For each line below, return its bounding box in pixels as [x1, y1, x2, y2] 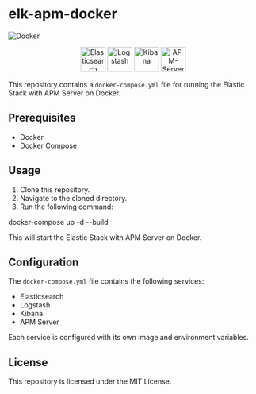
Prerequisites [8, 111, 76, 125]
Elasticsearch [19, 292, 64, 302]
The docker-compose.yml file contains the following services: [8, 276, 204, 286]
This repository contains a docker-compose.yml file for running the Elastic [8, 79, 245, 89]
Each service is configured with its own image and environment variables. [8, 333, 250, 342]
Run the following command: [19, 202, 113, 211]
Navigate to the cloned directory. [19, 193, 128, 203]
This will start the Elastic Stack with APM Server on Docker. [8, 232, 202, 242]
